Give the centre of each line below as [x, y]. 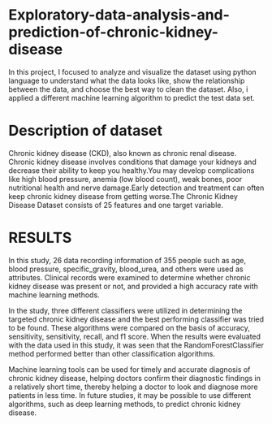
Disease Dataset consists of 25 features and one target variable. [116, 205]
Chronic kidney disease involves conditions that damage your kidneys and [133, 162]
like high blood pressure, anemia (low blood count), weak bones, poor [125, 179]
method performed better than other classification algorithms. [112, 353]
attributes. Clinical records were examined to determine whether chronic [130, 277]
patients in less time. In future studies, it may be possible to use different [130, 395]
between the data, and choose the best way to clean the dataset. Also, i [128, 89]
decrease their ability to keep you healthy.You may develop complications [132, 170]
